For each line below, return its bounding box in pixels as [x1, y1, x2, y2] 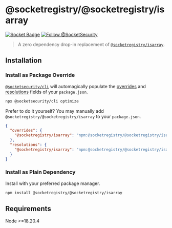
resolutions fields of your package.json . [5, 89, 88, 95]
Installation [5, 56, 42, 65]
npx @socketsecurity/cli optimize [5, 98, 79, 103]
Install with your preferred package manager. [5, 180, 100, 186]
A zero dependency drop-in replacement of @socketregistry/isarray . [17, 41, 165, 47]
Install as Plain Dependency [5, 169, 76, 176]
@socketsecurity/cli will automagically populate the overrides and [5, 83, 146, 89]
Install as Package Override [5, 72, 75, 79]
